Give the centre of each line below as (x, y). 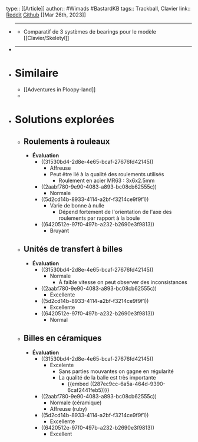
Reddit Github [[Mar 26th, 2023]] (46, 15)
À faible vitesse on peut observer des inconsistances (123, 282)
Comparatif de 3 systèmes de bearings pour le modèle (90, 32)
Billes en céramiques (62, 338)
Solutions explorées (65, 120)
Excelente (62, 365)
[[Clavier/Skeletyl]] (46, 38)
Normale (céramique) (76, 403)
